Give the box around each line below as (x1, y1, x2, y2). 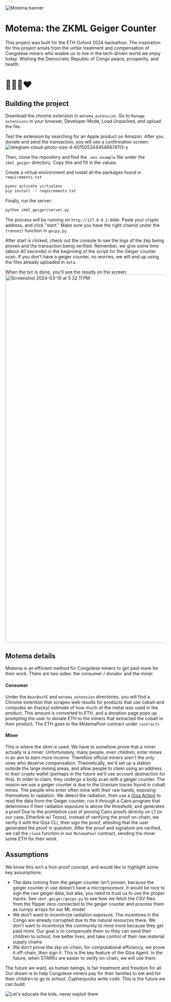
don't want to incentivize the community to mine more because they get (12, 922, 164, 929)
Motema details (5, 652, 56, 660)
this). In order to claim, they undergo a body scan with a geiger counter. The (5, 776, 165, 782)
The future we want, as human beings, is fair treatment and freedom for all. (5, 965, 163, 971)
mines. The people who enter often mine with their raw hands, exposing (5, 787, 156, 793)
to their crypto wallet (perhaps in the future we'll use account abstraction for (5, 770, 165, 776)
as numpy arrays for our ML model (12, 906, 85, 912)
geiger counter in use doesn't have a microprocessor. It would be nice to (12, 884, 165, 890)
